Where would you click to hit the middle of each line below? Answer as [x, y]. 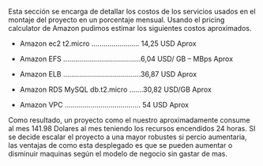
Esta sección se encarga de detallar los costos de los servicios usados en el [132, 11]
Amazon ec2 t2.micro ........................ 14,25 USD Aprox [108, 43]
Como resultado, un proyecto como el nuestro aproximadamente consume [129, 120]
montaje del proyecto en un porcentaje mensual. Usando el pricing [116, 20]
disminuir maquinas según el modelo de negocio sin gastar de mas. [118, 154]
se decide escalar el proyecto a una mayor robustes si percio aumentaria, [128, 137]
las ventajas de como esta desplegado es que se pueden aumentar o [120, 145]
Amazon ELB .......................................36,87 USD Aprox [108, 74]
